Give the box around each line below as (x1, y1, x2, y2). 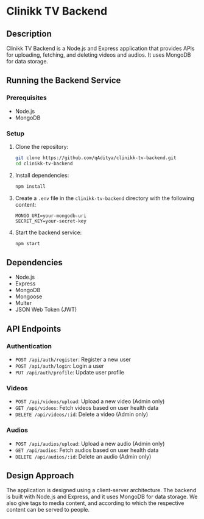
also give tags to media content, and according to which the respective (6, 499, 185, 507)
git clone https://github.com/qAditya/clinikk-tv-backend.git (15, 154, 177, 161)
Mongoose (15, 293, 43, 300)
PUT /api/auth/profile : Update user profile (15, 368, 125, 376)
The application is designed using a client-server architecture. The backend (6, 487, 197, 494)
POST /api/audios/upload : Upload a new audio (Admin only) (15, 440, 165, 447)
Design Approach (6, 470, 74, 481)
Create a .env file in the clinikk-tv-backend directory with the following (15, 194, 195, 202)
